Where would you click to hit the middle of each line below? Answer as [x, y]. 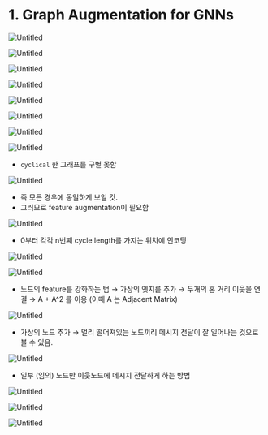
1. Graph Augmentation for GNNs [121, 15]
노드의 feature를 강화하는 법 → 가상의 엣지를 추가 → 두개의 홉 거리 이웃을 [136, 289]
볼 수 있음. [37, 342]
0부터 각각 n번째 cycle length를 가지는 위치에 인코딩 [103, 240]
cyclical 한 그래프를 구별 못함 [68, 164]
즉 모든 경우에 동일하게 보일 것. [69, 197]
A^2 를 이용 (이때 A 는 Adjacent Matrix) [115, 299]
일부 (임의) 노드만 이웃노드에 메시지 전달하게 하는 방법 [105, 375]
